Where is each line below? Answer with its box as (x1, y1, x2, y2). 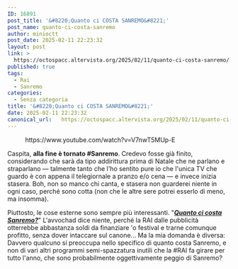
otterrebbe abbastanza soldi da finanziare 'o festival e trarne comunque (7, 223, 217, 231)
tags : (7, 70, 23, 77)
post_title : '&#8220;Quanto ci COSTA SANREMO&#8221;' (7, 17, 170, 24)
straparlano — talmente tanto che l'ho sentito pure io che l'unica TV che (7, 164, 217, 172)
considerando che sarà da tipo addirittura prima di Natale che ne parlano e (7, 157, 225, 165)
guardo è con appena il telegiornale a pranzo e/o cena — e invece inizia (7, 172, 217, 180)
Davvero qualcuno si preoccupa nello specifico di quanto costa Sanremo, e (7, 238, 227, 247)
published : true (7, 63, 55, 70)
